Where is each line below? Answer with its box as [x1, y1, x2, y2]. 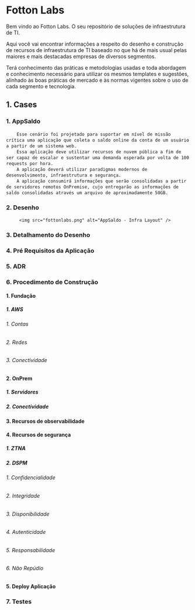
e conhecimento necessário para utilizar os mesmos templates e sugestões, [6, 70, 189, 77]
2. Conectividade [6, 403, 49, 410]
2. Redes [6, 339, 27, 346]
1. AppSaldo [6, 118, 41, 126]
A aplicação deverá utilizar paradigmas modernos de [16, 166, 148, 173]
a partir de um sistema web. [6, 143, 77, 149]
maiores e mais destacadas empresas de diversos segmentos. [6, 53, 156, 60]
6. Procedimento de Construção [6, 278, 99, 286]
